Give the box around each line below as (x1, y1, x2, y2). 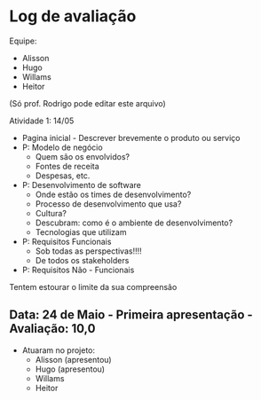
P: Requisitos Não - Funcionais (21, 264, 135, 275)
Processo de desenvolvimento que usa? (35, 198, 182, 209)
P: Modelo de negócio (21, 142, 104, 153)
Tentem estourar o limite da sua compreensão (9, 281, 178, 292)
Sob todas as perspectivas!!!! (35, 246, 142, 256)
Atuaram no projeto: (21, 344, 96, 356)
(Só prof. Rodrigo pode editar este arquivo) (9, 98, 166, 108)
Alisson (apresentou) (35, 354, 113, 365)
